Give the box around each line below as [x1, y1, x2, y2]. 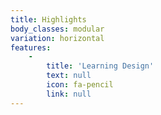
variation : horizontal [10, 33, 105, 43]
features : [10, 42, 52, 53]
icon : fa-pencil [46, 80, 114, 90]
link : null [46, 89, 92, 99]
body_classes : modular [10, 24, 105, 34]
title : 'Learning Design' [46, 61, 155, 71]
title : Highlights [10, 14, 87, 25]
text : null [46, 71, 92, 81]
